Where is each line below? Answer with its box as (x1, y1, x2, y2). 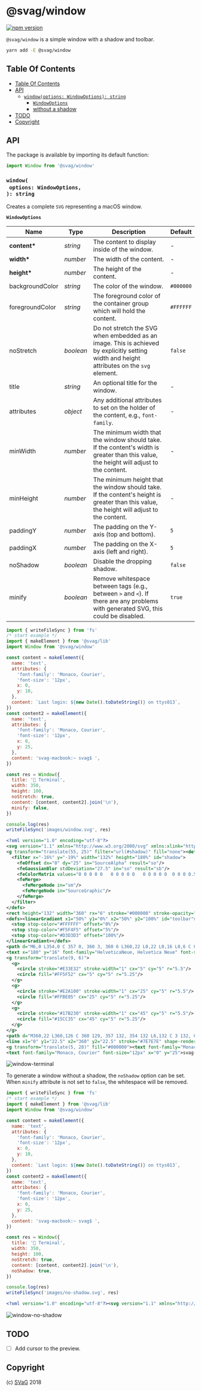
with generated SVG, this (93, 604, 163, 612)
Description (111, 227, 146, 236)
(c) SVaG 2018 (6, 1378, 42, 1386)
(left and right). (105, 547, 148, 555)
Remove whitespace (93, 574, 151, 582)
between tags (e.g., (93, 582, 148, 590)
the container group (93, 299, 149, 307)
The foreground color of (93, 292, 161, 300)
